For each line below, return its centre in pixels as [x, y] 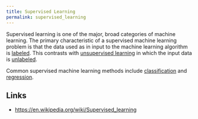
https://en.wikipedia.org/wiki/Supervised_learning [76, 110]
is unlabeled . [22, 59]
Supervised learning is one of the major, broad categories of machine [91, 34]
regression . [20, 77]
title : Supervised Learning [41, 12]
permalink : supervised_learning [46, 17]
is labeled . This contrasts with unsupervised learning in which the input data [99, 53]
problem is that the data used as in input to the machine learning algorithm [97, 46]
